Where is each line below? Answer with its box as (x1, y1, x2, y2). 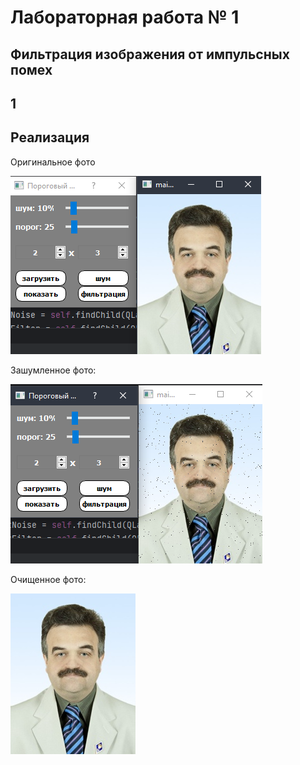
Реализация (10, 129, 90, 146)
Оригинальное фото (10, 156, 96, 168)
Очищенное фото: (10, 573, 87, 585)
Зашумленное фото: (10, 364, 97, 376)
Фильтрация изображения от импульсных (10, 46, 290, 63)
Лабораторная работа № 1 (10, 6, 240, 29)
